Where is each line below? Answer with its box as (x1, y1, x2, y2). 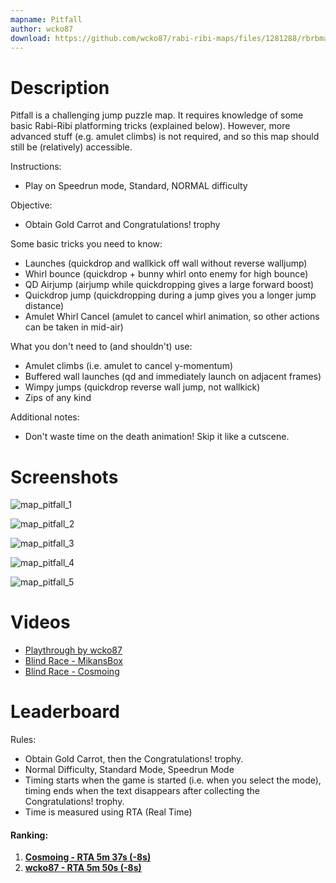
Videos (10, 611, 71, 634)
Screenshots (10, 466, 119, 488)
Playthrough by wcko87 (24, 644, 123, 656)
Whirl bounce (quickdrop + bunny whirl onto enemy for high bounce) (24, 268, 309, 280)
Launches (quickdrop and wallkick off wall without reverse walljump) (24, 257, 308, 270)
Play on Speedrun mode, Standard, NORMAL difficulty (24, 180, 248, 192)
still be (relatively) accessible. (10, 141, 133, 153)
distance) (24, 300, 65, 312)
